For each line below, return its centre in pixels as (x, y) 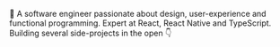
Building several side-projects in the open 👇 (91, 33)
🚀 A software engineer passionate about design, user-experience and (138, 14)
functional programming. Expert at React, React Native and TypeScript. (140, 23)
